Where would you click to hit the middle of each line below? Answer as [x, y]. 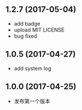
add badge [27, 23]
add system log [33, 68]
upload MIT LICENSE [39, 30]
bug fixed [25, 36]
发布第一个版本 [32, 101]
